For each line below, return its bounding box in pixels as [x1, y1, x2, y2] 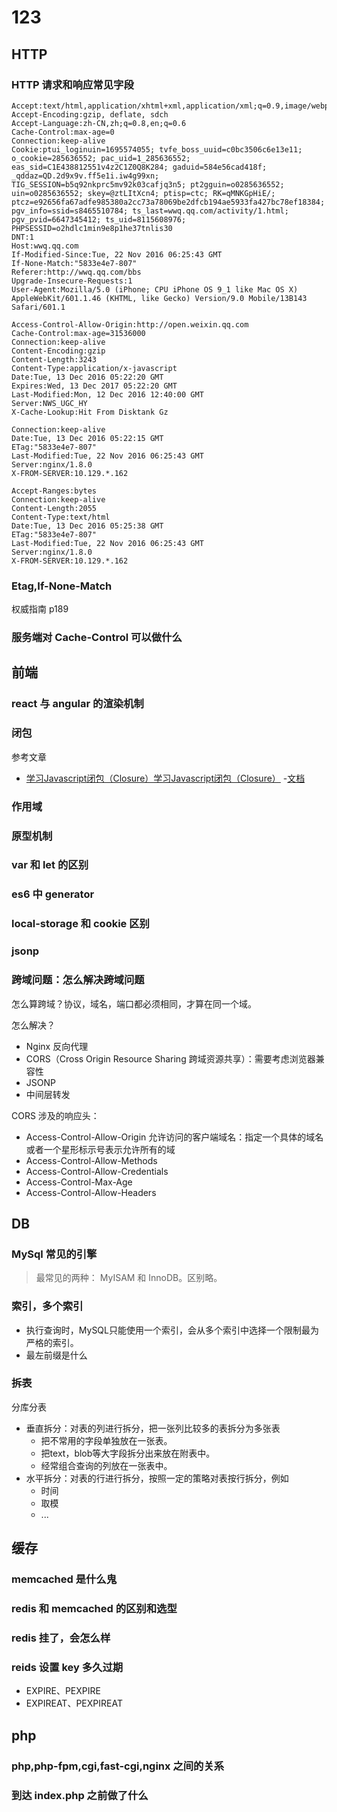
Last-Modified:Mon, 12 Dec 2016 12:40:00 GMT [11, 389, 204, 400]
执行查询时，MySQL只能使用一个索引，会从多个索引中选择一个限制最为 [25, 1324, 319, 1336]
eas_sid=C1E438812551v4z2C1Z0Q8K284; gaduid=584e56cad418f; [11, 162, 268, 172]
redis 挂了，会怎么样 [11, 1631, 111, 1645]
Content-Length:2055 [11, 503, 98, 513]
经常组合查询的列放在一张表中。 [40, 1459, 173, 1471]
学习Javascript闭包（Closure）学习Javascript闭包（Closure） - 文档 [25, 772, 306, 784]
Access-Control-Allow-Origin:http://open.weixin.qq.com [11, 319, 249, 330]
